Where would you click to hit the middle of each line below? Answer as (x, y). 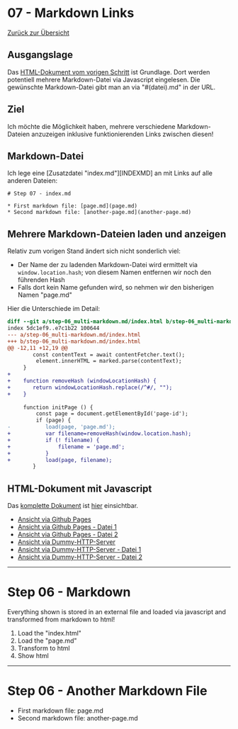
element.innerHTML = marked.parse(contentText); (109, 361)
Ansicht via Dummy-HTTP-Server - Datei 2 (80, 557)
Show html (33, 656)
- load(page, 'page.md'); (61, 427)
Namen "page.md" (45, 295)
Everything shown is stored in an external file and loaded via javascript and (117, 612)
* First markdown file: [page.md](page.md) (73, 206)
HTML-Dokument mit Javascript (80, 488)
